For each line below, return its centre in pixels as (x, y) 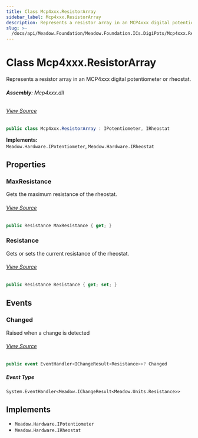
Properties (26, 165)
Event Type (20, 377)
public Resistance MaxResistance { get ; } (59, 225)
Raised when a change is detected (48, 333)
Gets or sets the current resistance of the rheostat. (68, 253)
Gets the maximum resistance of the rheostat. (62, 194)
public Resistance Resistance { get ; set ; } (62, 285)
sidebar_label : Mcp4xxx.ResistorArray (54, 17)
